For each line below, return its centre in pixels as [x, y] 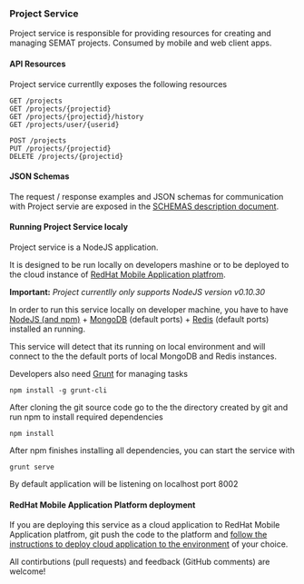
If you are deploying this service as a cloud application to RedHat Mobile [145, 525]
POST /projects [38, 140]
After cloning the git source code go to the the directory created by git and [149, 407]
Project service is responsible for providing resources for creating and [141, 34]
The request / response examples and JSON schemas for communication [147, 196]
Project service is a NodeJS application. [84, 247]
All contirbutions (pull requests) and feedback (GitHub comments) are [140, 562]
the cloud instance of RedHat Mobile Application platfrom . [118, 274]
